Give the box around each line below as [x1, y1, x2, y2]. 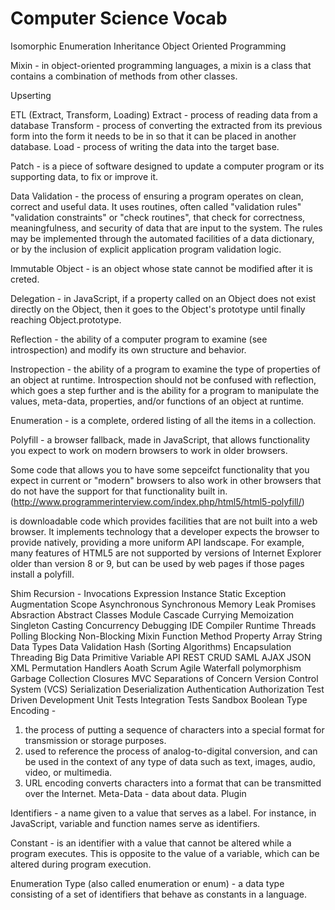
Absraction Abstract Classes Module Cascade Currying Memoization [10, 608, 295, 621]
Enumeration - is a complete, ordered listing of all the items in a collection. [10, 414, 317, 426]
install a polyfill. [10, 568, 75, 580]
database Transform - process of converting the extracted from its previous [10, 119, 323, 131]
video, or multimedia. [24, 766, 113, 778]
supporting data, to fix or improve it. [10, 170, 158, 182]
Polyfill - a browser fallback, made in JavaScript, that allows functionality [10, 433, 311, 446]
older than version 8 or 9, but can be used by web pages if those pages [10, 557, 305, 569]
